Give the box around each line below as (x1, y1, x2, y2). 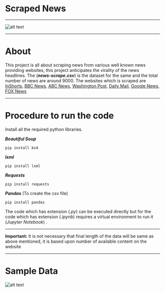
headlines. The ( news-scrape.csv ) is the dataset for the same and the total (5, 72, 158, 78)
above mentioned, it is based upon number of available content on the (5, 238, 147, 244)
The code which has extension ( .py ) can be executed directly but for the (5, 208, 151, 214)
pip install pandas (5, 200, 45, 205)
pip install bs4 (5, 145, 38, 150)
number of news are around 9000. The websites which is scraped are (5, 77, 146, 84)
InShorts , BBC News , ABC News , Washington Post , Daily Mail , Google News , (5, 83, 160, 89)
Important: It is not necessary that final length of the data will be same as (5, 233, 154, 239)
